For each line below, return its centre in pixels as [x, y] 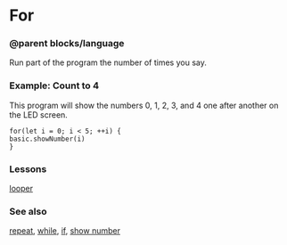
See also [28, 212]
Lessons [28, 168]
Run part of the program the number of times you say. [108, 62]
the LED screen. [39, 114]
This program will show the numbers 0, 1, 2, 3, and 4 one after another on [144, 105]
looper [21, 189]
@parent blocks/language [67, 44]
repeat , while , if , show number [65, 231]
